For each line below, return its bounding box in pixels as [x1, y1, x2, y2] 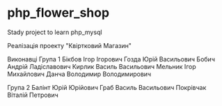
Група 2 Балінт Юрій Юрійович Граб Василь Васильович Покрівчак [7, 83, 207, 91]
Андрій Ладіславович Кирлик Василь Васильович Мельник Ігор [7, 62, 196, 70]
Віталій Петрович [7, 91, 59, 99]
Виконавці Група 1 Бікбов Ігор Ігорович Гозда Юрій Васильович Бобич [7, 54, 216, 63]
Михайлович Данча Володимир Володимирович [7, 70, 152, 78]
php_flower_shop [7, 5, 110, 21]
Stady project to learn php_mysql [7, 28, 102, 36]
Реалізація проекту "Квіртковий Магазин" [7, 41, 132, 50]
